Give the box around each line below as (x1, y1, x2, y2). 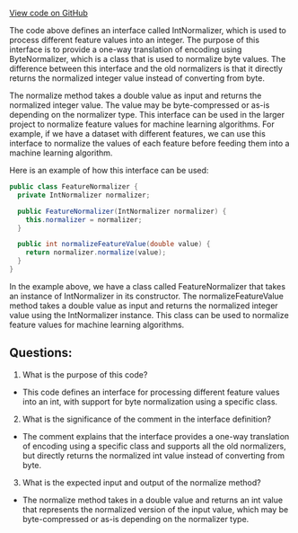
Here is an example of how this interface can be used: (9, 165, 209, 175)
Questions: (9, 345, 73, 360)
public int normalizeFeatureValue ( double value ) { (17, 240, 211, 249)
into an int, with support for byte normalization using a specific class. (22, 395, 278, 407)
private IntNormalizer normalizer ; (17, 191, 151, 200)
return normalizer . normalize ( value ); (25, 248, 167, 257)
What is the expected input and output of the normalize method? (22, 476, 262, 488)
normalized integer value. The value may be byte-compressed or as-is (9, 100, 270, 111)
